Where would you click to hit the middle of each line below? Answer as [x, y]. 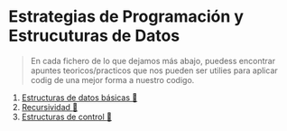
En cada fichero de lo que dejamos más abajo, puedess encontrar [153, 61]
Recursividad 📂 [50, 107]
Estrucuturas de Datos [94, 36]
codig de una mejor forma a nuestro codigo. [112, 80]
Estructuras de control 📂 [66, 117]
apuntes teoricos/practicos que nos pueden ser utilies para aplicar [154, 70]
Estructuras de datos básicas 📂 [79, 98]
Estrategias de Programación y [126, 17]
